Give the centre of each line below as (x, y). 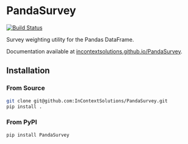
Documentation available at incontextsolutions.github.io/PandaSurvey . (95, 51)
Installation (28, 71)
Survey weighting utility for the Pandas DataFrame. (70, 39)
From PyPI (22, 122)
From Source (26, 88)
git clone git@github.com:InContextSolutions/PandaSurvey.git (87, 101)
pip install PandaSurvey (38, 135)
